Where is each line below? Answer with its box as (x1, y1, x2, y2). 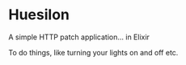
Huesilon (8, 6, 70, 24)
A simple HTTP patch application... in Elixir (8, 32, 150, 42)
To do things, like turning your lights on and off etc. (8, 47, 179, 57)
